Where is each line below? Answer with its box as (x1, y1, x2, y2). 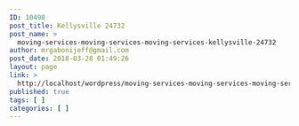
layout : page (9, 63, 58, 72)
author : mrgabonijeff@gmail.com (9, 46, 129, 55)
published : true (9, 87, 69, 96)
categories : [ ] (9, 104, 69, 113)
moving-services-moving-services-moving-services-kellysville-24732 (17, 37, 277, 47)
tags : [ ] (9, 95, 46, 105)
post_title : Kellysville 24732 (9, 21, 125, 30)
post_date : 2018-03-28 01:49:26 (9, 54, 129, 63)
